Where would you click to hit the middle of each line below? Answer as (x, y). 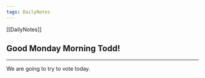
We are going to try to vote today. (48, 69)
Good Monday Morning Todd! (63, 48)
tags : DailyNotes (28, 12)
